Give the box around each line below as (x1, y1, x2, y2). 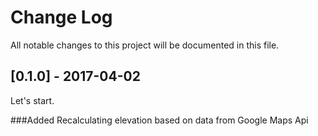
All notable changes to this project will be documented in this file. (10, 39, 280, 51)
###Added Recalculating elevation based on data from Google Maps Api (10, 114, 309, 126)
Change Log (10, 6, 113, 29)
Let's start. (10, 94, 55, 106)
